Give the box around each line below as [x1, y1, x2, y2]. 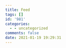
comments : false [5, 30, 39, 35]
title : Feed [5, 7, 30, 12]
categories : [5, 21, 30, 26]
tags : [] [5, 12, 23, 17]
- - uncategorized [9, 26, 48, 31]
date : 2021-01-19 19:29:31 [5, 35, 61, 40]
